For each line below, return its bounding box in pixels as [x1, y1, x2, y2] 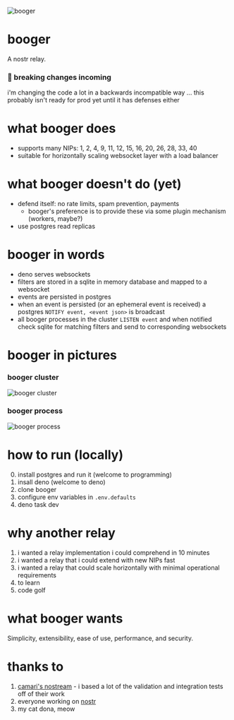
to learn [17, 578, 40, 587]
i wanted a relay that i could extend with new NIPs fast [17, 556, 175, 564]
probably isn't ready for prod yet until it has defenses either [7, 96, 180, 104]
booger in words [7, 247, 105, 263]
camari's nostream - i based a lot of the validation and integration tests [17, 682, 223, 690]
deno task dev [17, 500, 59, 508]
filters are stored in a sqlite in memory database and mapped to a [17, 277, 207, 286]
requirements [17, 570, 56, 579]
